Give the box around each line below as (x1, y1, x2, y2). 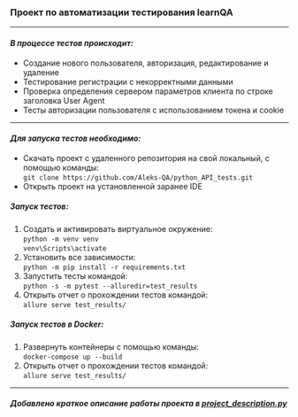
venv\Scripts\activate (22, 243, 107, 253)
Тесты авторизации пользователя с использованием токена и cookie (22, 104, 285, 115)
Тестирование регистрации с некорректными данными (22, 76, 233, 87)
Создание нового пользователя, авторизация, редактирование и (22, 58, 269, 68)
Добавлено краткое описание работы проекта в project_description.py (10, 398, 287, 409)
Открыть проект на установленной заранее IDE (22, 181, 202, 191)
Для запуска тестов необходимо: (10, 133, 141, 143)
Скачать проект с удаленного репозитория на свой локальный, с (22, 152, 271, 163)
